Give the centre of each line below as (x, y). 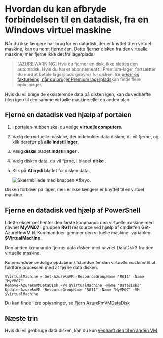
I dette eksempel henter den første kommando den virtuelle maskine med (79, 222)
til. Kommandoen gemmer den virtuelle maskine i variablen (91, 232)
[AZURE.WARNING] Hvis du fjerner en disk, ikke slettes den (78, 64)
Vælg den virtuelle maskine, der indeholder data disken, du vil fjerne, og (85, 136)
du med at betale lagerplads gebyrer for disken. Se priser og (78, 74)
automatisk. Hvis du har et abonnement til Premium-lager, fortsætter (86, 69)
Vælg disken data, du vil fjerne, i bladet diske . (59, 161)
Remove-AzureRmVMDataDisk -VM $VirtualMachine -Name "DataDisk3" (73, 285)
